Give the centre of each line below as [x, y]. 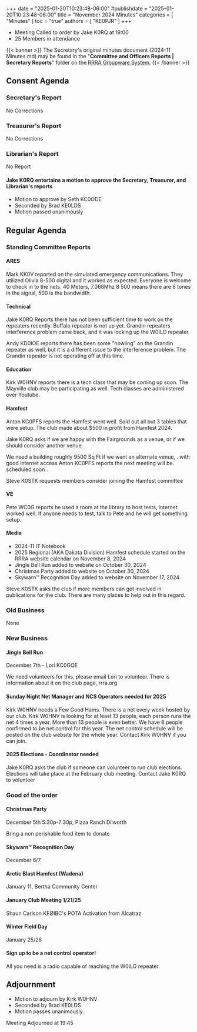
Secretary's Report [34, 98]
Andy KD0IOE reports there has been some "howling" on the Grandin [90, 343]
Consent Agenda [38, 81]
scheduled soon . [27, 469]
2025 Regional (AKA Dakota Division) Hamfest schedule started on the [100, 553]
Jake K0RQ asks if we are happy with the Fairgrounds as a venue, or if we [96, 439]
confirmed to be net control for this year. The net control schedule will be [95, 728]
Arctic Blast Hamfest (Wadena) [45, 873]
